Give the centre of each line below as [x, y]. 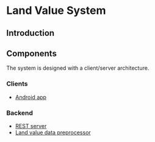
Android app [31, 97]
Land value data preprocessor [53, 132]
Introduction [31, 33]
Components [31, 53]
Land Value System [56, 11]
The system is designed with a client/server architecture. [78, 68]
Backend [20, 113]
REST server [31, 126]
